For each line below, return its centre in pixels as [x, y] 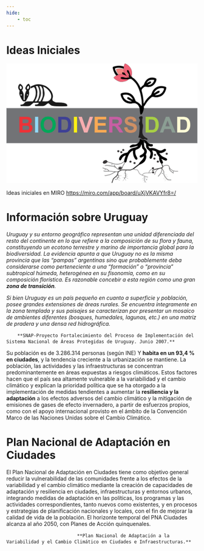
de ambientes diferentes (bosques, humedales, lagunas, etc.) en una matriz [101, 317]
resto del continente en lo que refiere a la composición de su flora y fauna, [100, 240]
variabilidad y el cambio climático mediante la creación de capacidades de [100, 485]
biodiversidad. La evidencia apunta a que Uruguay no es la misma [90, 253]
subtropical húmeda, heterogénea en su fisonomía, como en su [86, 273]
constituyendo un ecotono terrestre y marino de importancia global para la [100, 247]
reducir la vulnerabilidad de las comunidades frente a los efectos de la [94, 479]
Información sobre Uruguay [77, 218]
